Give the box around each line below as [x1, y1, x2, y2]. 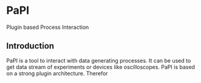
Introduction [6, 41, 55, 51]
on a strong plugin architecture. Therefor [6, 70, 108, 77]
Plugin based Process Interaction [6, 23, 89, 31]
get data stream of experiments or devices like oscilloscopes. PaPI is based [6, 63, 196, 70]
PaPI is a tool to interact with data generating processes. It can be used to [6, 57, 191, 64]
